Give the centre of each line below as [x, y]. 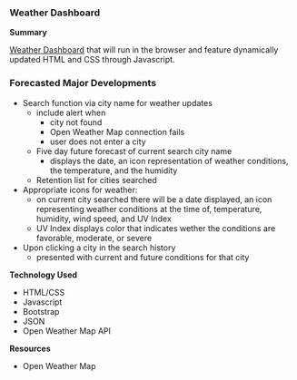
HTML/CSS [44, 292]
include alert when [71, 112]
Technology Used [44, 275]
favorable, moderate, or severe [94, 238]
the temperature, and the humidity [114, 171]
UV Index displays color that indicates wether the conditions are [156, 228]
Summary [28, 33]
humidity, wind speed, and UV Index [104, 219]
